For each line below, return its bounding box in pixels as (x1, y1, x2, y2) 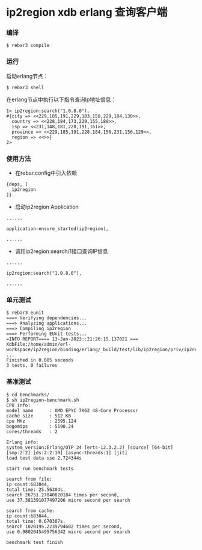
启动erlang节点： (6, 72, 49, 80)
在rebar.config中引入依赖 (14, 169, 77, 177)
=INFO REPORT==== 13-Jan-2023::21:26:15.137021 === (6, 336, 138, 342)
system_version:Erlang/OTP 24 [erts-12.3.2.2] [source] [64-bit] (6, 444, 173, 451)
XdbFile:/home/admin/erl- (6, 342, 71, 348)
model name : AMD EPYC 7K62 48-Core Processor (6, 407, 138, 413)
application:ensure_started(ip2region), (6, 226, 109, 232)
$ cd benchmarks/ (6, 392, 50, 398)
